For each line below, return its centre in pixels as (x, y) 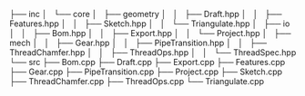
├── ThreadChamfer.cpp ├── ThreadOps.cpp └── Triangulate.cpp (137, 81)
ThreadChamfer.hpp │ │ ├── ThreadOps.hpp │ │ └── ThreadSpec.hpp (153, 53)
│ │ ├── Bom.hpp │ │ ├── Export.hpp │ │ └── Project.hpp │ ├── (150, 33)
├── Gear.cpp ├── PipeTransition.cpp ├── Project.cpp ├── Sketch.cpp (146, 72)
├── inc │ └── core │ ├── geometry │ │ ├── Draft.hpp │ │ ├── (146, 14)
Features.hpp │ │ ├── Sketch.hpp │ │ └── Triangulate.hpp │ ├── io (150, 24)
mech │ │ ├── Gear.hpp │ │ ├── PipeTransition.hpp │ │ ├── (138, 43)
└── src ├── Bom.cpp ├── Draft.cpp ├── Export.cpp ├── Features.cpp (147, 62)
